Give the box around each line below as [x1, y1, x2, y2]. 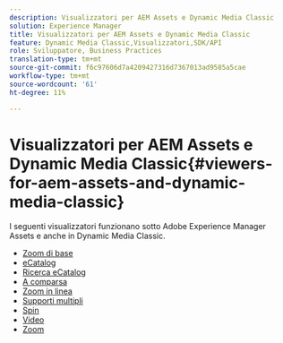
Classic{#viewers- [131, 153, 273, 174]
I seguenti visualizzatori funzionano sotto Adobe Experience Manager [9, 221, 267, 232]
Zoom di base [21, 248, 73, 259]
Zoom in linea [21, 286, 73, 296]
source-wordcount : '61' [9, 80, 99, 89]
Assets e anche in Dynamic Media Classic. [9, 230, 166, 242]
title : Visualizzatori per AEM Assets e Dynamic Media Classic [9, 30, 251, 39]
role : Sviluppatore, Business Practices [9, 47, 163, 56]
